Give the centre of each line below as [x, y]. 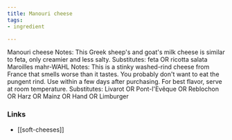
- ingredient [26, 26]
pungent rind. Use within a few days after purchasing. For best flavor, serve [115, 82]
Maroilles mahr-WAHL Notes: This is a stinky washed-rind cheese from [108, 67]
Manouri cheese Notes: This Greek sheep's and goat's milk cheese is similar [116, 52]
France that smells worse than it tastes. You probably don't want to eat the [113, 74]
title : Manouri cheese [40, 14]
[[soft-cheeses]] [41, 130]
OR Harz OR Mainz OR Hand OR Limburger [68, 96]
